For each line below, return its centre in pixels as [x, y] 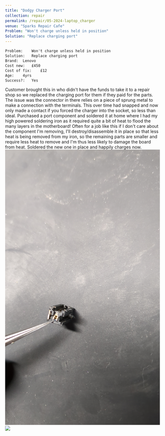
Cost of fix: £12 [26, 71]
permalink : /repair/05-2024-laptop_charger [50, 21]
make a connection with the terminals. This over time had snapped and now [82, 105]
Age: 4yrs [18, 76]
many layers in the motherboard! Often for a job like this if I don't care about [82, 126]
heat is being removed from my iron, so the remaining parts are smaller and [81, 137]
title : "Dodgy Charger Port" [35, 10]
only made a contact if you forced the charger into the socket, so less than [81, 110]
